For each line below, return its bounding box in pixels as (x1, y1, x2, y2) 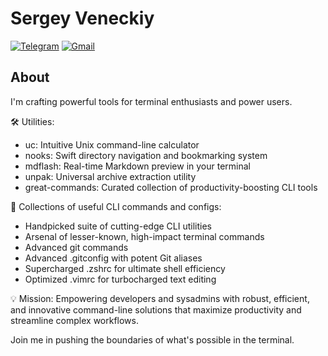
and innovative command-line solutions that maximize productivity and (10, 303, 302, 316)
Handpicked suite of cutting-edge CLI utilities (24, 220, 212, 232)
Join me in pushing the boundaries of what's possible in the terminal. (10, 333, 295, 346)
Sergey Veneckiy (10, 7, 155, 30)
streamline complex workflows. (10, 314, 139, 326)
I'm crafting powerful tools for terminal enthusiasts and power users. (10, 95, 293, 107)
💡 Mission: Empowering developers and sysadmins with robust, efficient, (10, 292, 310, 304)
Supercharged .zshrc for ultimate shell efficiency (24, 262, 226, 274)
